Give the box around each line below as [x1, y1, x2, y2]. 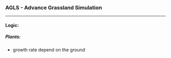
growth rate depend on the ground [12, 46, 85, 52]
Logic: [5, 22, 19, 28]
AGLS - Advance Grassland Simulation [5, 4, 102, 11]
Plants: [5, 34, 21, 40]
